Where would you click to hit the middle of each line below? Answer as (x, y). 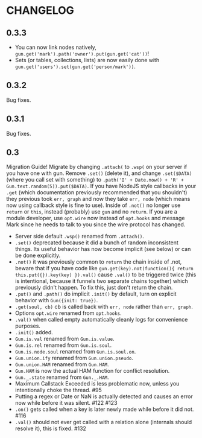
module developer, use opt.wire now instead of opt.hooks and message (96, 218)
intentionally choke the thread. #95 (58, 390)
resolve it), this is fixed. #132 (50, 428)
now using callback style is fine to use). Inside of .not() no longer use (93, 205)
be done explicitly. (38, 255)
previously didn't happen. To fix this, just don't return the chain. (94, 288)
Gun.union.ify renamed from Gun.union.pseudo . (74, 358)
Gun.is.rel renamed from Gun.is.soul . (63, 345)
